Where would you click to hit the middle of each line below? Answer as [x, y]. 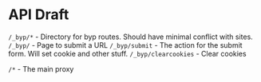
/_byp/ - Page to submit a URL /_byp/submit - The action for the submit [125, 45]
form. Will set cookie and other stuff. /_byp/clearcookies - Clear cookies [127, 53]
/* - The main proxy [41, 68]
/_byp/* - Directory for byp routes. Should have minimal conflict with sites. [130, 37]
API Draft [39, 15]
